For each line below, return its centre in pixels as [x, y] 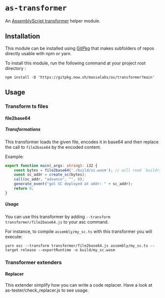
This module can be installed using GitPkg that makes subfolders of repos [80, 48]
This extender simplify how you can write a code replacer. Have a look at [79, 285]
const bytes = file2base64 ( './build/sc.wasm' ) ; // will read [78, 170]
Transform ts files [27, 106]
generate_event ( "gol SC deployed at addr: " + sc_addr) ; [73, 184]
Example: [14, 157]
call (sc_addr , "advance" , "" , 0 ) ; [49, 179]
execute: [14, 236]
